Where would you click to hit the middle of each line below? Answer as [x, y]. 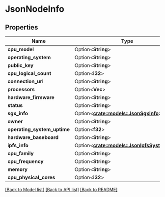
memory [18, 169]
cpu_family [21, 153]
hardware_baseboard [33, 137]
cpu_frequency [26, 161]
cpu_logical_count [29, 73]
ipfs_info [18, 145]
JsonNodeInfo [35, 9]
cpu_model [21, 49]
